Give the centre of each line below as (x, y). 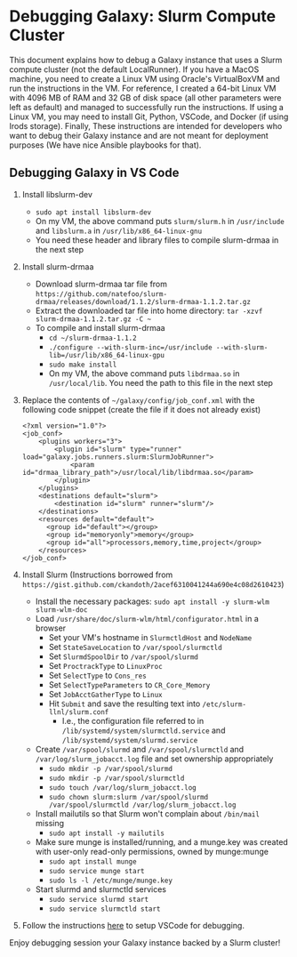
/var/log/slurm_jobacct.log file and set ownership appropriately (154, 759)
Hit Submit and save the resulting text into (124, 704)
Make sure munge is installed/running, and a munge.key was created (162, 841)
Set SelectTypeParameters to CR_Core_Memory (129, 684)
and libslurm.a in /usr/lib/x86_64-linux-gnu (119, 230)
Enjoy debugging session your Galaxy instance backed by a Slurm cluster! (145, 942)
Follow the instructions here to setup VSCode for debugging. (133, 925)
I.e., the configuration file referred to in (133, 720)
